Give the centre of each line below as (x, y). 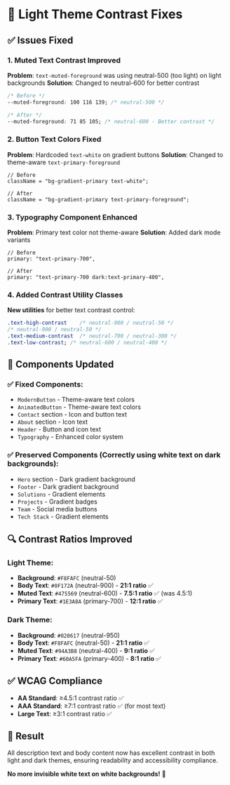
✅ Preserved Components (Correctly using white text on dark (114, 455)
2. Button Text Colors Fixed (54, 140)
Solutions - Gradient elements (61, 494)
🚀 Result (26, 736)
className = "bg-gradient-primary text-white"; (78, 181)
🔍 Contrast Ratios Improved (70, 539)
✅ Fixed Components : (45, 384)
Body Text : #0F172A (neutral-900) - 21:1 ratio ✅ (86, 586)
